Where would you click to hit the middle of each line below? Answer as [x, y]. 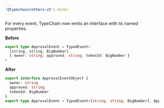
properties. [16, 28]
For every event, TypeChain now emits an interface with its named [72, 23]
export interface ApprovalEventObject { [47, 78]
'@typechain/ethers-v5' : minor [37, 9]
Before [12, 38]
